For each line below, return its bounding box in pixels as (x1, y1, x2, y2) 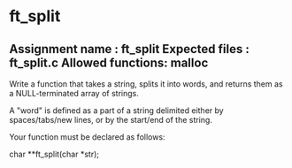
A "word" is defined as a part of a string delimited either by (9, 105, 224, 116)
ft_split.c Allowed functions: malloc (9, 55, 209, 70)
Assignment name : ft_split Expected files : (9, 42, 250, 57)
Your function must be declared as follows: (9, 132, 165, 142)
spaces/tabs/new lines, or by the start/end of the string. (9, 115, 212, 125)
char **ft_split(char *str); (9, 149, 100, 159)
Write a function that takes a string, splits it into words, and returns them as (9, 79, 283, 89)
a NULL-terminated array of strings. (9, 88, 139, 98)
